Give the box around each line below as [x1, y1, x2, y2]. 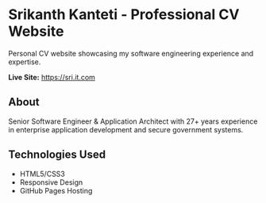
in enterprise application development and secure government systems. [8, 124, 244, 134]
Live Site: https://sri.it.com [8, 72, 95, 82]
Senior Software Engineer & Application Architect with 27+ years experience [8, 117, 258, 126]
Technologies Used [8, 148, 106, 162]
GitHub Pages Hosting [19, 186, 93, 195]
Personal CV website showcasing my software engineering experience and [8, 48, 254, 58]
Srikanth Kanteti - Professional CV [8, 6, 240, 24]
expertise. [8, 57, 41, 67]
